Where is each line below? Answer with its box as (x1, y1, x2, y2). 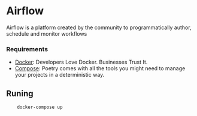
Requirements (6, 45, 49, 53)
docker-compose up (17, 104, 63, 111)
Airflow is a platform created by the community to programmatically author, (6, 24, 192, 31)
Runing (6, 88, 34, 99)
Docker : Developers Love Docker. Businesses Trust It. (14, 58, 148, 66)
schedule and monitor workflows (6, 30, 87, 37)
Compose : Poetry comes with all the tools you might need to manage (14, 65, 186, 72)
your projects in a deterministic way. (14, 71, 105, 79)
